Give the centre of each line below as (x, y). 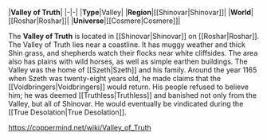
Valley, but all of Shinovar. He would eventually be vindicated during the (126, 104)
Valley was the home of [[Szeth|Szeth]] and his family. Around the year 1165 (133, 70)
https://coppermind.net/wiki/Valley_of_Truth (80, 128)
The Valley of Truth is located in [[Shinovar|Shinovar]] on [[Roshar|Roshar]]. (134, 36)
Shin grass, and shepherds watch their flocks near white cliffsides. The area (133, 53)
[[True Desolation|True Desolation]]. (67, 112)
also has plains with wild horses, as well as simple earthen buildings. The (128, 61)
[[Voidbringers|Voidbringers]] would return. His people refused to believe (129, 87)
